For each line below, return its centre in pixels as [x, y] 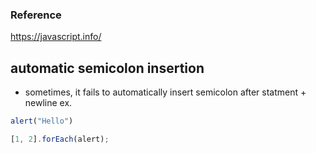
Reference [36, 15]
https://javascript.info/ [56, 37]
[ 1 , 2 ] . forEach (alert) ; [60, 139]
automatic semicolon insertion [107, 68]
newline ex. [48, 103]
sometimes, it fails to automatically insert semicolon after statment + [165, 92]
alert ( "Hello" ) [42, 121]
